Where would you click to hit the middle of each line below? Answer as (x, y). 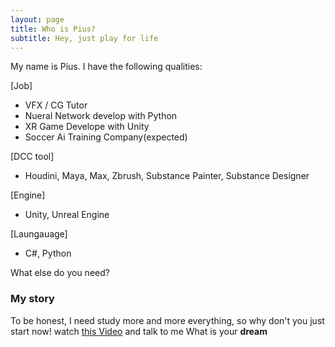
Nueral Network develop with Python (101, 116)
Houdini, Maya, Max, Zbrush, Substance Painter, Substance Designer (167, 176)
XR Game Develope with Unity (87, 127)
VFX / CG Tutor (56, 105)
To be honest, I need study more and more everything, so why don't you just (167, 320)
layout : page (37, 19)
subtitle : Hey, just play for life (84, 38)
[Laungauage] (39, 234)
